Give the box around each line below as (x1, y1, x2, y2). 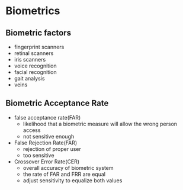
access (23, 126, 41, 134)
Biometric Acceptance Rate (5, 98, 109, 108)
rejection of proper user (23, 145, 81, 152)
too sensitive (23, 152, 54, 159)
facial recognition (14, 69, 57, 75)
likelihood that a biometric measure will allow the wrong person (23, 120, 178, 127)
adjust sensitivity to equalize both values (23, 176, 123, 184)
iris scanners (14, 56, 46, 63)
